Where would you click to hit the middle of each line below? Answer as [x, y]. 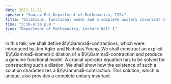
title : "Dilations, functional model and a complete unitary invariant [83, 19]
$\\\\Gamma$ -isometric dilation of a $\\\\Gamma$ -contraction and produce [84, 54]
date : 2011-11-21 [24, 10]
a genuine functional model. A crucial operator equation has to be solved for [85, 60]
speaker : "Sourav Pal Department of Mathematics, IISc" [66, 15]
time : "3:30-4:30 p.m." [31, 24]
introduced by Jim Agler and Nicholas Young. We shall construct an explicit [84, 49]
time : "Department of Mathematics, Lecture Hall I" [61, 29]
